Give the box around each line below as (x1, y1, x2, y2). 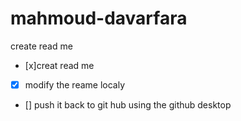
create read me (10, 40, 73, 52)
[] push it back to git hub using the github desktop (24, 99, 232, 111)
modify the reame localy (24, 78, 126, 91)
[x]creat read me (24, 59, 95, 71)
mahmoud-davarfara (10, 7, 188, 30)
